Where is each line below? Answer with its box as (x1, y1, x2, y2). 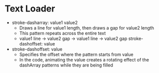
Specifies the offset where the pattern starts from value (19, 51, 134, 57)
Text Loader (4, 3, 55, 14)
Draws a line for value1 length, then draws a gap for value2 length (19, 24, 154, 30)
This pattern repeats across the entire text (19, 30, 106, 36)
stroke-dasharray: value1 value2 (11, 19, 78, 25)
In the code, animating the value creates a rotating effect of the (19, 56, 149, 62)
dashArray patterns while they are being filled (19, 62, 113, 68)
